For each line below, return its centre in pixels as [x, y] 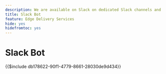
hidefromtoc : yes [23, 28]
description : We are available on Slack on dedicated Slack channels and [83, 10]
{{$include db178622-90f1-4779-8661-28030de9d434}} [63, 67]
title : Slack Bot [23, 14]
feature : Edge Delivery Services [40, 19]
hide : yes [15, 24]
